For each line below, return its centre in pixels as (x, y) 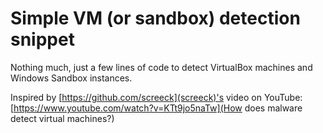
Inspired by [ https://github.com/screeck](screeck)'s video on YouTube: (156, 97)
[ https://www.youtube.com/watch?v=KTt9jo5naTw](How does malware (156, 108)
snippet (42, 39)
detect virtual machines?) (62, 118)
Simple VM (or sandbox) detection (155, 18)
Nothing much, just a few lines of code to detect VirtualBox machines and (161, 67)
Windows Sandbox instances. (71, 78)
